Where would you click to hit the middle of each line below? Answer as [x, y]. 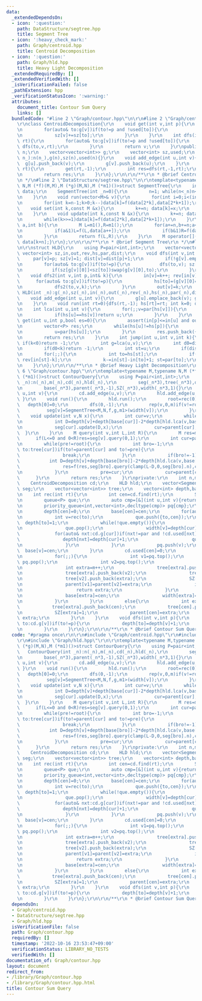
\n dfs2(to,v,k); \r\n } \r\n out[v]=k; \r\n [105, 287]
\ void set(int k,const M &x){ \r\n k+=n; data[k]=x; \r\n [103, 208]
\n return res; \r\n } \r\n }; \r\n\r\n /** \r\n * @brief [98, 175]
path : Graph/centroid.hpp [50, 46]
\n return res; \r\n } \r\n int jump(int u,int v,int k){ [106, 337]
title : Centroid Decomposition [56, 51]
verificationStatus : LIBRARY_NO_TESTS [60, 949]
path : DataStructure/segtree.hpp [59, 29]
